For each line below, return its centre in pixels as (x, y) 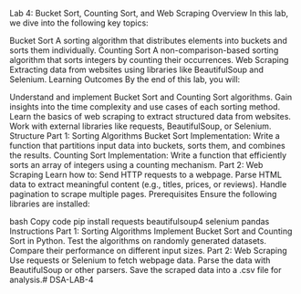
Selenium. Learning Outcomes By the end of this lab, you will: (125, 79)
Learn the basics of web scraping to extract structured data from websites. (150, 116)
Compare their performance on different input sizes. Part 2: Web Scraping (148, 251)
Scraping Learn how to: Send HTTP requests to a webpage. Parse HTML (146, 174)
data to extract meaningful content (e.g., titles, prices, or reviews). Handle (148, 184)
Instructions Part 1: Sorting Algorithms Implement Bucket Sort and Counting (151, 231)
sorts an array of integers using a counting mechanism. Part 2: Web (136, 165)
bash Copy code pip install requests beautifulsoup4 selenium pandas (140, 221)
